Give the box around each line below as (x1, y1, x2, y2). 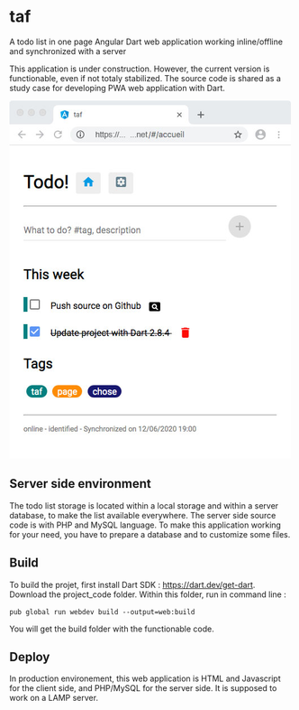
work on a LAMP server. (9, 693, 99, 704)
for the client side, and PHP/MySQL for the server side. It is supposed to (9, 683, 277, 694)
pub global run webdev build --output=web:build (9, 607, 195, 616)
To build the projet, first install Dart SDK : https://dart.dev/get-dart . (9, 579, 256, 590)
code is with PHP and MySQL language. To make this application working (9, 519, 282, 530)
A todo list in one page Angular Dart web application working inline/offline (9, 36, 284, 47)
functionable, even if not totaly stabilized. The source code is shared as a (9, 72, 282, 83)
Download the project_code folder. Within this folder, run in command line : (9, 589, 286, 600)
